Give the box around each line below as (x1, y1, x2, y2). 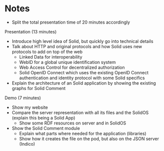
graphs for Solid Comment (11, 85, 66, 91)
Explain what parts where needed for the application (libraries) (19, 130, 147, 136)
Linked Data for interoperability (19, 54, 82, 60)
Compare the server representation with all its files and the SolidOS (11, 109, 149, 116)
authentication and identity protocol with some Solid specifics (19, 75, 145, 81)
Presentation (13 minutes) (4, 29, 57, 34)
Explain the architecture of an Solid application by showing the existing (11, 80, 156, 86)
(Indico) (19, 141, 36, 147)
